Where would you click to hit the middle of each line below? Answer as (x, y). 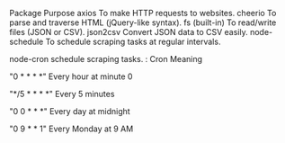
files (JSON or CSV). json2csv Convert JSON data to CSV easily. (129, 32)
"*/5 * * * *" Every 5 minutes (62, 94)
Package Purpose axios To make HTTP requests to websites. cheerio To (143, 13)
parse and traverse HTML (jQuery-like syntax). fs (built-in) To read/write (143, 22)
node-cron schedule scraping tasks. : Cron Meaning (106, 59)
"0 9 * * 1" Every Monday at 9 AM (71, 129)
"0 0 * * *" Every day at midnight (70, 111)
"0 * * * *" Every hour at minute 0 (71, 76)
